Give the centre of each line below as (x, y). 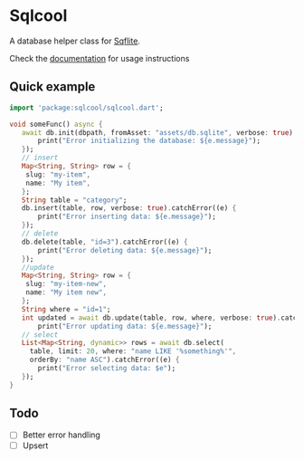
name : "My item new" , (66, 292)
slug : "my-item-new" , (66, 284)
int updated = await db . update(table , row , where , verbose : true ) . (151, 318)
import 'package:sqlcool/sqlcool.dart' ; (87, 108)
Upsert (35, 446)
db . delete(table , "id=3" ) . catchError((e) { (104, 242)
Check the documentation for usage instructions (100, 58)
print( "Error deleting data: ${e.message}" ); (125, 250)
